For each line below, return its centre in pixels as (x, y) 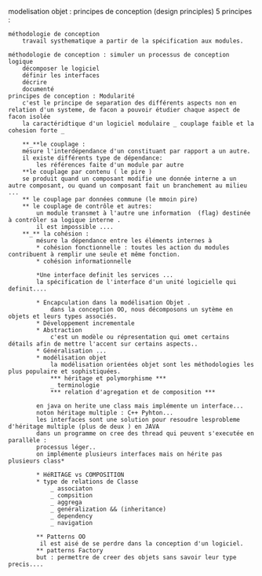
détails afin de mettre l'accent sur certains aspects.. (103, 344)
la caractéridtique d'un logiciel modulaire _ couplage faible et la (138, 124)
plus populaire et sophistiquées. (65, 371)
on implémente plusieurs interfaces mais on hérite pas (129, 454)
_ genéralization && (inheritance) (108, 509)
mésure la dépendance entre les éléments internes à (124, 241)
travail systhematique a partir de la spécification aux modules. (133, 41)
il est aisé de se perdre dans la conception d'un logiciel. (142, 544)
